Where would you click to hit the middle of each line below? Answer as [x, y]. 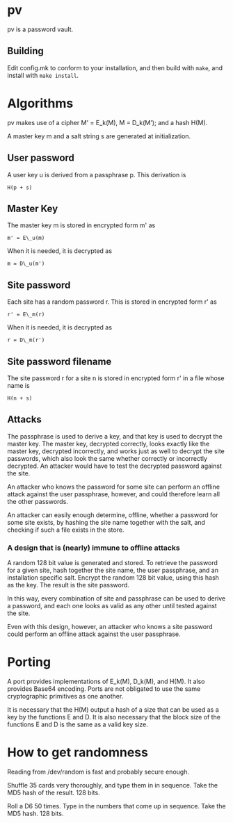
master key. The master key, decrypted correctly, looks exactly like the [109, 443]
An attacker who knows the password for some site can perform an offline [114, 487]
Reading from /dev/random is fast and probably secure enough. [98, 772]
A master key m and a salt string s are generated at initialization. [99, 136]
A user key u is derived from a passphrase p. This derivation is [97, 174]
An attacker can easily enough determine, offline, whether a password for [113, 515]
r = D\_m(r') [26, 340]
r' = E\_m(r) [26, 315]
